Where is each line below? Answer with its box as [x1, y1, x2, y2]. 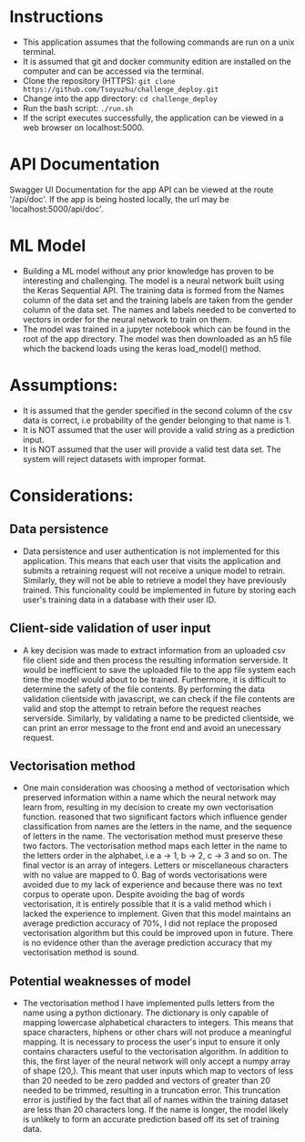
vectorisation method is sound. [22, 947, 139, 958]
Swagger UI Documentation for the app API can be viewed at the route [9, 184, 274, 195]
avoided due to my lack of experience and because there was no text [22, 880, 282, 890]
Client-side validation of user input [9, 621, 211, 636]
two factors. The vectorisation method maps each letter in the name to [22, 840, 288, 851]
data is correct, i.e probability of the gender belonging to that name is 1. [22, 415, 291, 426]
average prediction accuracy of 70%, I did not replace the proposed [22, 918, 278, 929]
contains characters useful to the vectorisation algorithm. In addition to [22, 1046, 289, 1057]
